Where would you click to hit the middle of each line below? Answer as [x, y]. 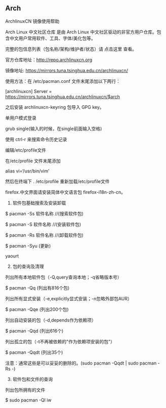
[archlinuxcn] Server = [29, 91]
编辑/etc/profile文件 [26, 150]
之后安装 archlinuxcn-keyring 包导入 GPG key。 [55, 107]
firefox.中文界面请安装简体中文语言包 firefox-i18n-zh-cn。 [65, 192]
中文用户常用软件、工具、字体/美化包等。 [53, 38]
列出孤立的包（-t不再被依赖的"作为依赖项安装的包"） [60, 341]
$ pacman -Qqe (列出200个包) [37, 309]
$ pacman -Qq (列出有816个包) [37, 288]
